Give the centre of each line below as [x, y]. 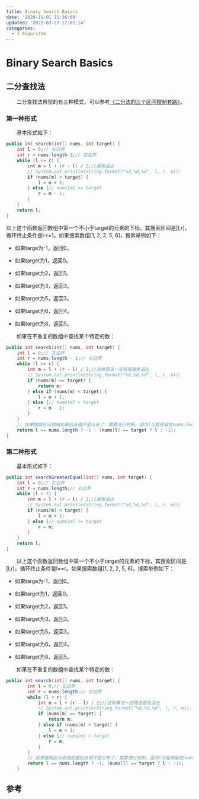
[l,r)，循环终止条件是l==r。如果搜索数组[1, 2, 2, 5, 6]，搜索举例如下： [90, 569]
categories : [21, 28]
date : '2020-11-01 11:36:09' [42, 17]
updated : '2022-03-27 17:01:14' [46, 23]
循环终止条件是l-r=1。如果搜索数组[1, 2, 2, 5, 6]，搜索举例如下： [84, 235]
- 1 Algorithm [29, 34]
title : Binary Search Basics [42, 12]
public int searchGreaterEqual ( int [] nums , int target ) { [79, 477]
